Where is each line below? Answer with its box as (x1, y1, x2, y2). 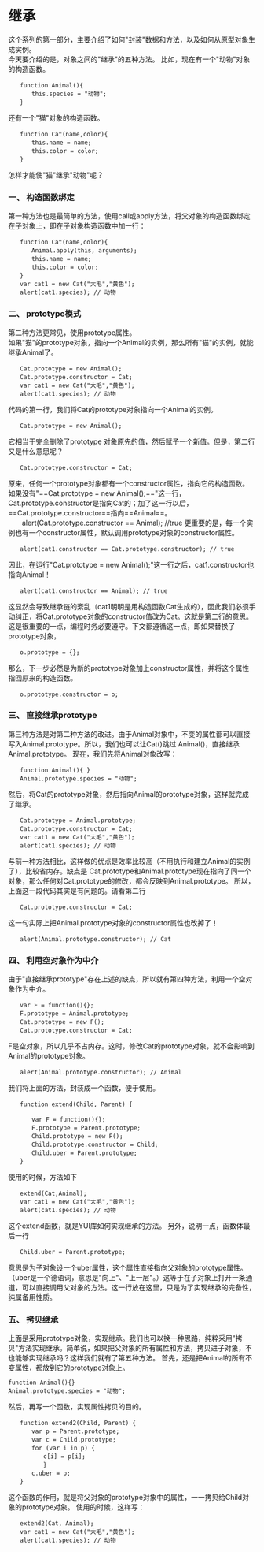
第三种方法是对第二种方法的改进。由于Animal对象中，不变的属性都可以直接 (8, 729, 251, 739)
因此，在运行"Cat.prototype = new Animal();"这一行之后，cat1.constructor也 (8, 560, 255, 569)
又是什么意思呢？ (8, 446, 64, 456)
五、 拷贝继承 (8, 1314, 59, 1325)
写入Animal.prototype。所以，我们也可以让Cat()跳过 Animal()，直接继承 (8, 739, 240, 749)
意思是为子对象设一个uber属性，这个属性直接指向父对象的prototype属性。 (8, 1263, 247, 1273)
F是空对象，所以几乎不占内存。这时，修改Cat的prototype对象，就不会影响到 (8, 1041, 255, 1051)
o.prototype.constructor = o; (19, 690, 119, 698)
